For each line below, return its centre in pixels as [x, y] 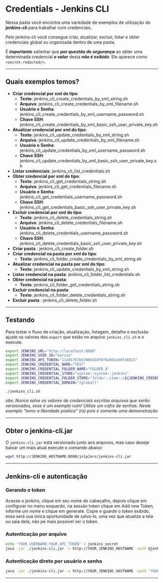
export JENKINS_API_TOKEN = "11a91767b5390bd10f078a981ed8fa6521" [72, 360]
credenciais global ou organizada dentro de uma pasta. [60, 42]
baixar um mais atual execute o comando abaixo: [54, 448]
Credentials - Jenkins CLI [57, 9]
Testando [20, 320]
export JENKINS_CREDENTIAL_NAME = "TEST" [46, 365]
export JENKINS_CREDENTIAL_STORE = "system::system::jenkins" [67, 373]
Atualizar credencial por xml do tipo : [50, 129]
